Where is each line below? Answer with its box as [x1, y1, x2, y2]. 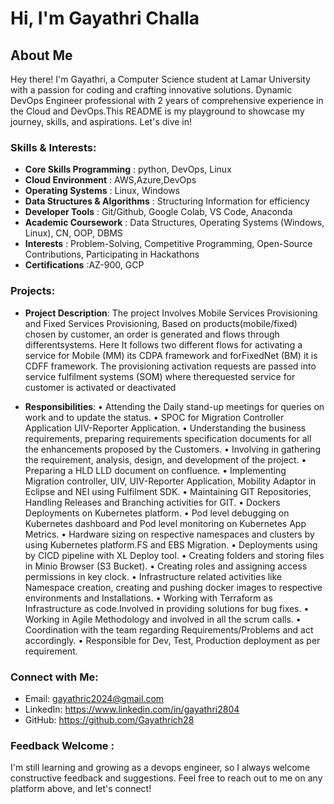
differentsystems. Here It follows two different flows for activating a [24, 338, 303, 351]
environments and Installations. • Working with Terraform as [24, 592, 273, 604]
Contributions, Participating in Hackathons [24, 248, 200, 261]
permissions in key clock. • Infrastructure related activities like [24, 570, 283, 582]
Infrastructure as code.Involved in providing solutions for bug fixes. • [24, 602, 310, 614]
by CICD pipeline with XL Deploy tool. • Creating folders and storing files [24, 549, 325, 561]
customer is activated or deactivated [24, 381, 177, 393]
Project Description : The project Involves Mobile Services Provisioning [24, 307, 318, 319]
